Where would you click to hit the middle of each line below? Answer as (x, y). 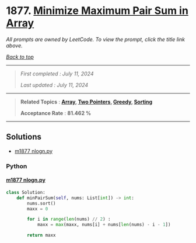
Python (17, 166)
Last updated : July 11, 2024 (54, 85)
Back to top (20, 57)
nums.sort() (42, 203)
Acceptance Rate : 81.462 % (56, 113)
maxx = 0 (38, 209)
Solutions (24, 137)
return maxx (42, 235)
